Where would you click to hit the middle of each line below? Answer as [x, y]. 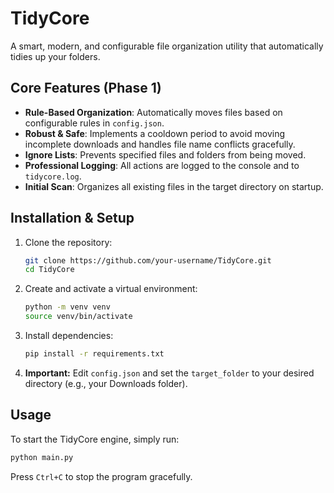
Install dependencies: [69, 336]
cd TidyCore [49, 270]
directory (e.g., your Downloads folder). [106, 383]
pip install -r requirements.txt [94, 354]
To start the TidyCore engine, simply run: [95, 439]
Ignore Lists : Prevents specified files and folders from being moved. [165, 154]
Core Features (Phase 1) [86, 88]
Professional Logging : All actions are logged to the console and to [162, 165]
